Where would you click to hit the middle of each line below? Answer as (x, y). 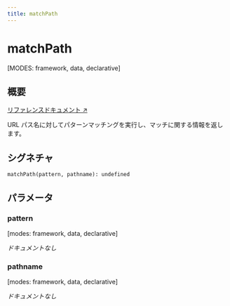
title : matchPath (33, 14)
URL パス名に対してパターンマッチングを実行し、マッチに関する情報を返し (115, 125)
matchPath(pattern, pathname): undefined (69, 175)
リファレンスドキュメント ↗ (47, 110)
